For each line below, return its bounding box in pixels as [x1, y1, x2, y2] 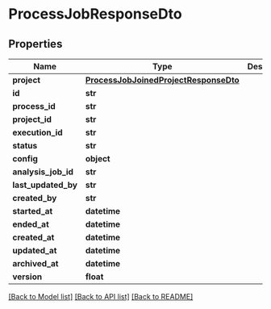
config [12, 153, 39, 164]
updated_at [12, 245, 57, 256]
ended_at [12, 219, 50, 230]
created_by [12, 193, 57, 203]
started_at [12, 206, 53, 216]
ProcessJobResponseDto [8, 5, 183, 23]
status [12, 140, 38, 151]
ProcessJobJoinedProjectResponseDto [85, 74, 240, 86]
